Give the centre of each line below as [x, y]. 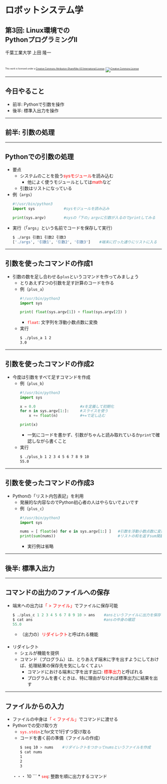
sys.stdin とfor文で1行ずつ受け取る [55, 732]
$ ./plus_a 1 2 [35, 338]
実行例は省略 [40, 546]
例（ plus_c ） [33, 508]
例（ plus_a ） [33, 289]
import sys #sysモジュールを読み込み [61, 209]
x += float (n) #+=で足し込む [67, 416]
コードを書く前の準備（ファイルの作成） [61, 738]
